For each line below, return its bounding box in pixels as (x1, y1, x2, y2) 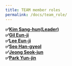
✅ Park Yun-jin (5, 54, 37, 61)
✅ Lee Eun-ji (5, 38, 31, 44)
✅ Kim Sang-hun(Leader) (5, 26, 59, 32)
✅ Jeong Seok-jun (5, 49, 44, 55)
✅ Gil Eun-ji (5, 31, 29, 38)
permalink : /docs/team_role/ (5, 12, 67, 17)
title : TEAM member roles (5, 7, 60, 13)
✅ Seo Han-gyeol (5, 43, 42, 49)
